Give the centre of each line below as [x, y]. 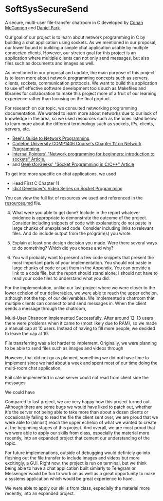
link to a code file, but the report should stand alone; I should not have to [85, 273]
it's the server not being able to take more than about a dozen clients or [77, 412]
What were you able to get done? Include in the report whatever [76, 212]
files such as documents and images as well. [50, 63]
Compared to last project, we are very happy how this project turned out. [78, 401]
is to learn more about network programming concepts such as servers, [77, 78]
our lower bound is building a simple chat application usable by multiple [77, 47]
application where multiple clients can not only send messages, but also [77, 58]
